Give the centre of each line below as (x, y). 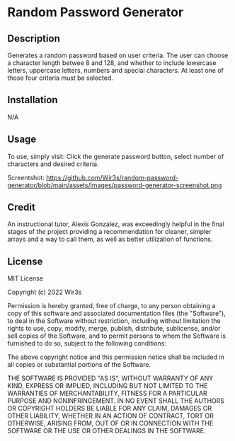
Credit (21, 207)
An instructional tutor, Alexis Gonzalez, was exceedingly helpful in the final (116, 224)
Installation (33, 100)
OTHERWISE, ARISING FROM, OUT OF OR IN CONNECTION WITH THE (110, 423)
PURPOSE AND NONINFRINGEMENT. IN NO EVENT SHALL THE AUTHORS (116, 401)
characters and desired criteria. (53, 164)
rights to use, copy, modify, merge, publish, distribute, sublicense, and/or (114, 329)
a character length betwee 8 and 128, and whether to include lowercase (112, 63)
